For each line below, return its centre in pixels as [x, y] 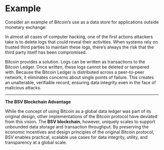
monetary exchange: [26, 27]
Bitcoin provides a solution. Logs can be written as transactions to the [75, 62]
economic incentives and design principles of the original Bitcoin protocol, [80, 132]
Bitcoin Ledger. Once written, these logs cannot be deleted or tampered [77, 67]
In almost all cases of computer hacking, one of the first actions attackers [79, 37]
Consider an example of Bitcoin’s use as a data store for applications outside [82, 22]
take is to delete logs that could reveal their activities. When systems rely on [82, 42]
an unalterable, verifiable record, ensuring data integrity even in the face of [81, 82]
